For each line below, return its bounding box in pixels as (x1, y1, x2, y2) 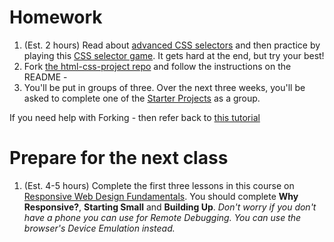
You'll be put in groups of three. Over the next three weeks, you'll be (23, 81, 306, 93)
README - (23, 71, 68, 83)
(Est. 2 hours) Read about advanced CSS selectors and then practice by (23, 39, 321, 51)
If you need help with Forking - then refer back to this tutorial (9, 111, 261, 123)
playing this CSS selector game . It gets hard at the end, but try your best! (23, 49, 325, 61)
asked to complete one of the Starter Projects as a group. (23, 92, 261, 104)
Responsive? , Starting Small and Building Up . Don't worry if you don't (23, 201, 317, 213)
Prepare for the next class (9, 147, 229, 170)
